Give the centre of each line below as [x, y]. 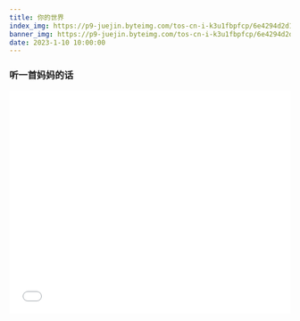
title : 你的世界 [37, 17]
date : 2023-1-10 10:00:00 [57, 42]
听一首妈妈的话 [42, 75]
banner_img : [31, 34]
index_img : [29, 26]
